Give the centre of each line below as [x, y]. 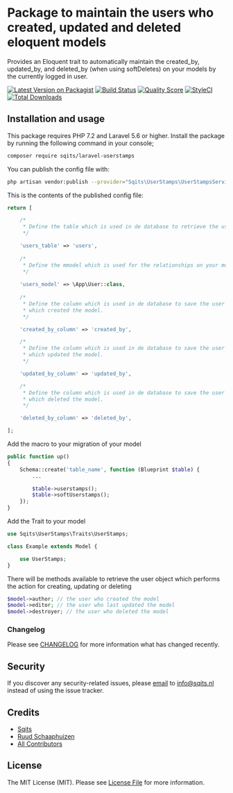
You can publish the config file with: [58, 169]
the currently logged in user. [48, 76]
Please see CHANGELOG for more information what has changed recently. [113, 644]
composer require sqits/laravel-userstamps [71, 156]
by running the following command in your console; [80, 143]
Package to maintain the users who [110, 13]
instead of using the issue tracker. [55, 691]
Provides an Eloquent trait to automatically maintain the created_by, [103, 61]
